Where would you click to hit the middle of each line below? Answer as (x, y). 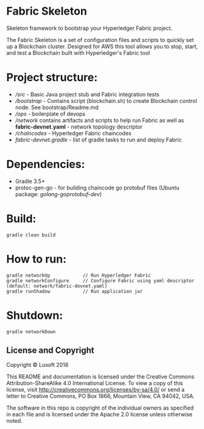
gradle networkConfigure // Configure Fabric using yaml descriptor (100, 281)
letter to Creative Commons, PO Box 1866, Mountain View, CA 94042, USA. (100, 396)
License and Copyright (50, 351)
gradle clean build (31, 235)
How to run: (37, 259)
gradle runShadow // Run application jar (75, 291)
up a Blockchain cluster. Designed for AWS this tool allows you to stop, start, (102, 46)
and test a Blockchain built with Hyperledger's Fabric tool (78, 52)
